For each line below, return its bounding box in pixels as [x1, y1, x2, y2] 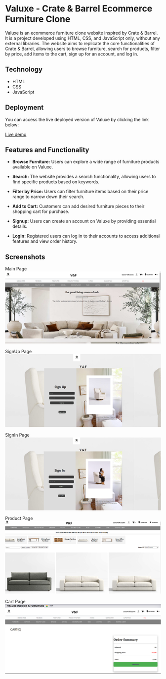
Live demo [5, 131, 27, 137]
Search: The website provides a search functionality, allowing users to [12, 174, 156, 180]
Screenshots [5, 253, 45, 261]
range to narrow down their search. [12, 194, 84, 200]
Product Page [5, 515, 33, 521]
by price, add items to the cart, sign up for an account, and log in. [5, 51, 138, 57]
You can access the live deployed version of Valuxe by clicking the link [5, 116, 149, 122]
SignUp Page [5, 349, 32, 355]
